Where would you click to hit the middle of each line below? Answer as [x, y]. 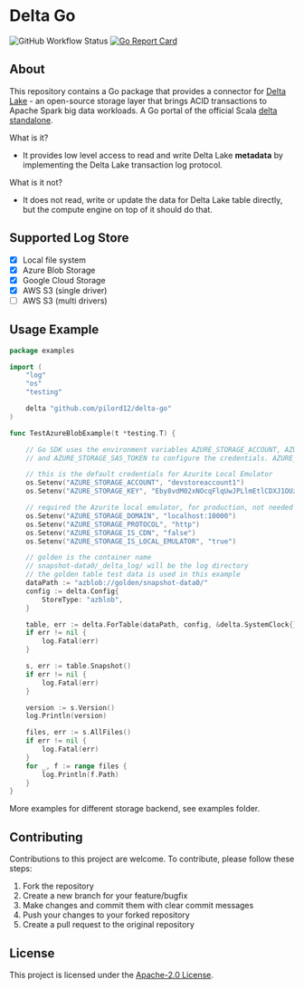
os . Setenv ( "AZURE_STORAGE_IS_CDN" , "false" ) [111, 533]
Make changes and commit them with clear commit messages [138, 906]
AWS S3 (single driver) [65, 290]
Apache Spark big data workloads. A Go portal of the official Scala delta [143, 110]
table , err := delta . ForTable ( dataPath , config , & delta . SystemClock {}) [163, 624]
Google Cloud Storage [64, 280]
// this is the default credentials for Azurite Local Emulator [149, 475]
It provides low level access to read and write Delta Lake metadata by [152, 155]
